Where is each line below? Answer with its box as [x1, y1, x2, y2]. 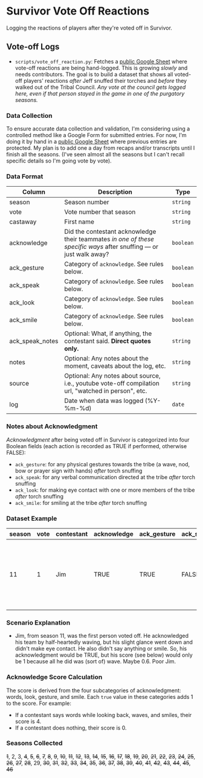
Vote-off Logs [6, 42, 60, 52]
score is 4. [14, 718, 42, 725]
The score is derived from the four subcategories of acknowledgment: [6, 687, 181, 694]
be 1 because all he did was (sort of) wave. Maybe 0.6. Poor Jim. [14, 658, 176, 665]
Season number [64, 198, 110, 207]
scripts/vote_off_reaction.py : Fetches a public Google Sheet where [14, 57, 187, 65]
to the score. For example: [6, 699, 71, 707]
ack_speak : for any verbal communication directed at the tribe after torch [14, 473, 195, 481]
